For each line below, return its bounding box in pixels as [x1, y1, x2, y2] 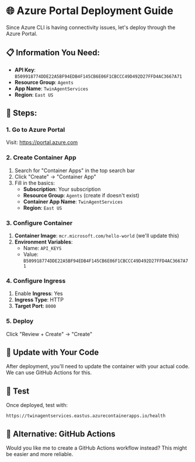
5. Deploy [6, 317, 34, 326]
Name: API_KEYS [23, 245, 62, 252]
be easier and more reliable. [6, 451, 74, 458]
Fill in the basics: [14, 179, 55, 186]
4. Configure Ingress [6, 276, 66, 285]
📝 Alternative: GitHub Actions [6, 429, 116, 439]
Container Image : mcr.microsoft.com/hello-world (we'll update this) [14, 232, 179, 239]
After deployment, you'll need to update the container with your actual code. [6, 363, 190, 370]
